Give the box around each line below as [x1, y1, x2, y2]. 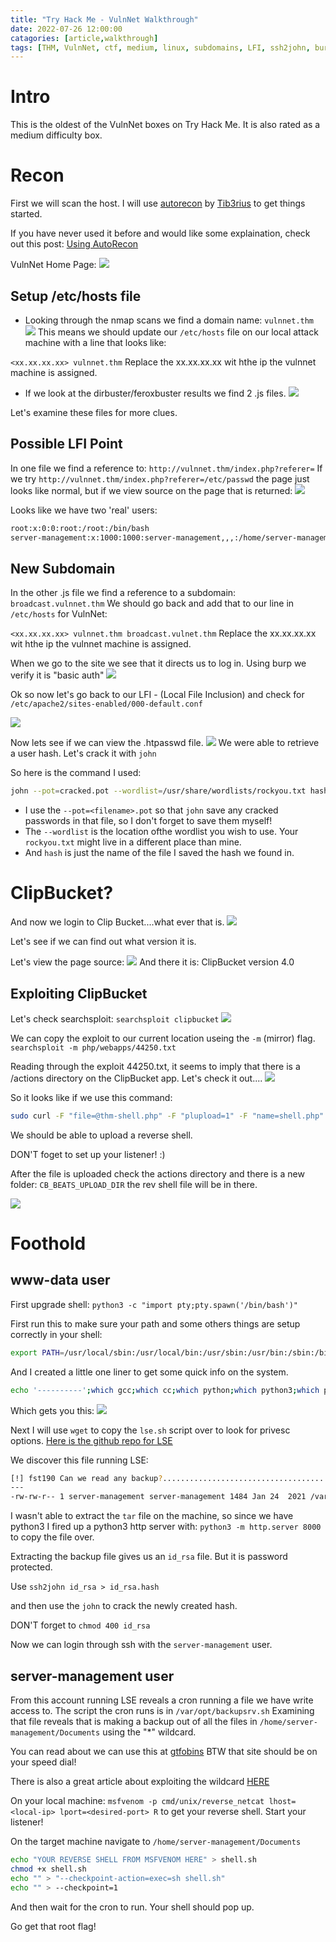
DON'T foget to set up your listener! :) [10, 1148, 166, 1160]
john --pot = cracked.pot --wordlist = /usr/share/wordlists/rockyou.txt [10, 786, 307, 796]
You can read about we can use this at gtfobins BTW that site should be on [10, 1746, 318, 1757]
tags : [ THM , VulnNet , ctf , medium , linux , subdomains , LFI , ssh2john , [10, 42, 311, 53]
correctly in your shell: [10, 1328, 103, 1340]
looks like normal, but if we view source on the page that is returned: [10, 484, 293, 496]
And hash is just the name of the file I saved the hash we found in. [24, 847, 295, 859]
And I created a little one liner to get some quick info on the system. [10, 1366, 289, 1378]
